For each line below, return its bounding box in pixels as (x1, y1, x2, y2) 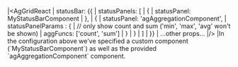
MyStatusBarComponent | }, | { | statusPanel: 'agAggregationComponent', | (7, 14, 227, 23)
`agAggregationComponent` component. (7, 52, 126, 60)
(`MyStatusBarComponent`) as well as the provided (7, 44, 157, 52)
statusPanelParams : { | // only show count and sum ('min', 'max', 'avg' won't (7, 22, 231, 30)
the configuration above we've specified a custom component (7, 37, 189, 45)
